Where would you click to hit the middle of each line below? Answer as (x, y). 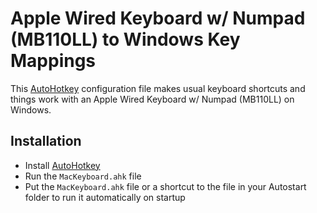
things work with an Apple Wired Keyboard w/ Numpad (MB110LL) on (152, 99)
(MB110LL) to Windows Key (125, 39)
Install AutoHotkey (62, 165)
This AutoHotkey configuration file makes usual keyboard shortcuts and (158, 88)
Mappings (53, 61)
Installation (46, 141)
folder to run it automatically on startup (105, 197)
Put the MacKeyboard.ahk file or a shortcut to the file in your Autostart (165, 186)
